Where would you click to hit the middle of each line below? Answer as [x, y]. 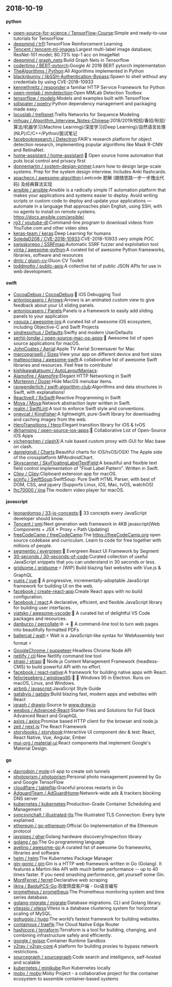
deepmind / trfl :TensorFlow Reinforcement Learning [68, 43]
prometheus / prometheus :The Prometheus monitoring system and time [89, 892]
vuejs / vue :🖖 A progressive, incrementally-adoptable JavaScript [81, 580]
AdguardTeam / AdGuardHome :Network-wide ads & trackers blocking [87, 793]
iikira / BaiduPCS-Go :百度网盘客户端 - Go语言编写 [66, 886]
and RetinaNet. [29, 150]
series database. [31, 898]
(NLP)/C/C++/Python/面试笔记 [45, 133]
